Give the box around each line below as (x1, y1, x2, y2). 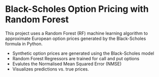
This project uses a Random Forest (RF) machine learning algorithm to (5, 30, 148, 36)
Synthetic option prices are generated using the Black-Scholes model (12, 50, 155, 56)
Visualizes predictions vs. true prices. (12, 66, 89, 72)
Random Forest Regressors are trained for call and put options (12, 55, 140, 61)
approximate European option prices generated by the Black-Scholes (5, 36, 146, 41)
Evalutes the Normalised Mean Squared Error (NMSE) (12, 61, 122, 67)
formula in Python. (5, 40, 43, 46)
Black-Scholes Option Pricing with (5, 3, 149, 15)
